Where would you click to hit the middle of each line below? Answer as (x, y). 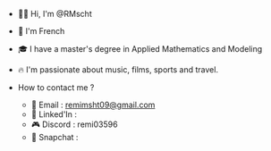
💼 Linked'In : (54, 114)
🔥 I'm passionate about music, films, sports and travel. (118, 70)
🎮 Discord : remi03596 (74, 124)
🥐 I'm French (41, 31)
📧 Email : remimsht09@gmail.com (93, 105)
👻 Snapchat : (55, 137)
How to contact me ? (56, 88)
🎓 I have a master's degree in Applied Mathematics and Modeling (140, 49)
